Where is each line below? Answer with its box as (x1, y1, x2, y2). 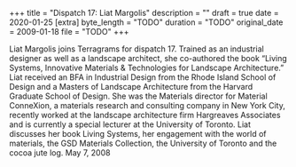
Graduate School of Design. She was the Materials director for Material (9, 91, 268, 101)
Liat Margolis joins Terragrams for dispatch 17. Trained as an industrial (9, 44, 264, 54)
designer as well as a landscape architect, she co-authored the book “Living (9, 53, 288, 63)
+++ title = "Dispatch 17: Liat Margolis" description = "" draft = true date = (9, 8, 279, 18)
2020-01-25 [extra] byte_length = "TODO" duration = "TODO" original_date (9, 17, 284, 28)
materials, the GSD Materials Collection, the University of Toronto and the (9, 138, 277, 148)
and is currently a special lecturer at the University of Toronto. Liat (9, 119, 251, 130)
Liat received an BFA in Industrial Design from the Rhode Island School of (9, 72, 277, 83)
